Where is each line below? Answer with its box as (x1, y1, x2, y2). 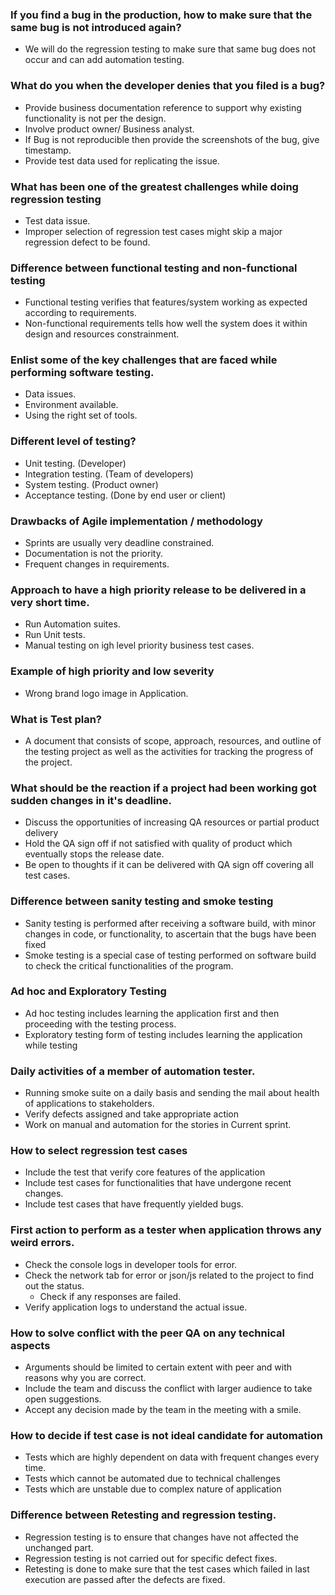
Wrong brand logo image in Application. (24, 687, 189, 699)
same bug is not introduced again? (10, 20, 182, 34)
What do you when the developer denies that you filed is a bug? (10, 79, 326, 93)
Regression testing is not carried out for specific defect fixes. (24, 1552, 278, 1564)
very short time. (10, 596, 90, 609)
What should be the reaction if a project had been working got (10, 781, 317, 795)
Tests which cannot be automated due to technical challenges (24, 1473, 281, 1485)
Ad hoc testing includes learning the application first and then (24, 1007, 280, 1019)
